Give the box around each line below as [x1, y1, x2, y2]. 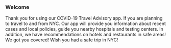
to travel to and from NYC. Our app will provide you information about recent [5, 20, 166, 27]
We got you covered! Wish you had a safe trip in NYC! [5, 37, 118, 43]
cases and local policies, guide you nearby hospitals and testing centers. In [5, 26, 163, 32]
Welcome [5, 4, 30, 11]
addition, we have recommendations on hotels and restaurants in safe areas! [5, 32, 166, 38]
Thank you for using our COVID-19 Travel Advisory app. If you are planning [5, 15, 163, 21]
